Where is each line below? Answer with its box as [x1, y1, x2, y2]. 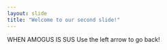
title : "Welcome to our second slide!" [7, 16, 121, 23]
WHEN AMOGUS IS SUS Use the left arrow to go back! [7, 35, 160, 43]
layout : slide [7, 10, 48, 17]
